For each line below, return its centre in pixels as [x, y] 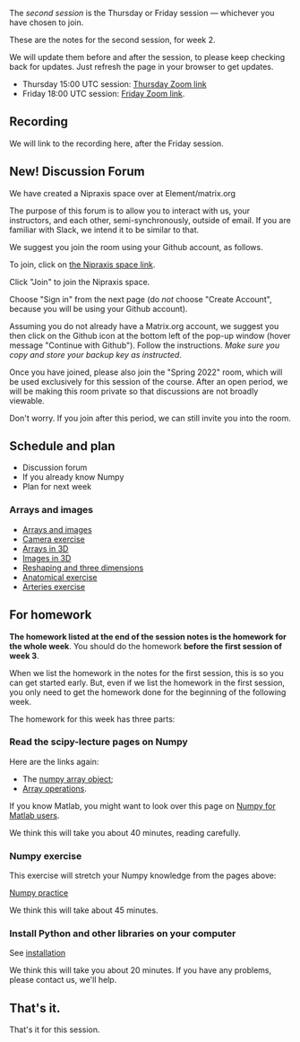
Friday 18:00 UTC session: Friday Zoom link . [103, 94]
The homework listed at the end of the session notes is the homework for [148, 637]
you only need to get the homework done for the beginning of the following [148, 692]
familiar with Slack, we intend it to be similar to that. [104, 230]
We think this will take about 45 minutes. [84, 910]
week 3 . [24, 656]
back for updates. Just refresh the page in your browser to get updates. [141, 67]
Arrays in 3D [45, 548]
